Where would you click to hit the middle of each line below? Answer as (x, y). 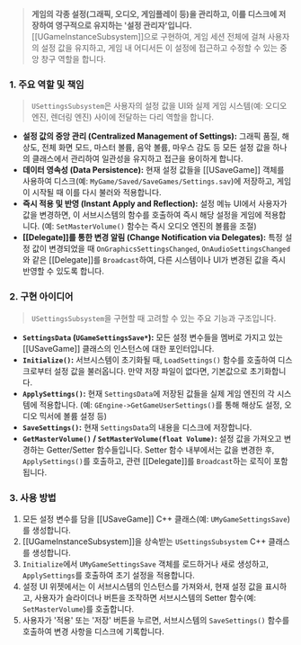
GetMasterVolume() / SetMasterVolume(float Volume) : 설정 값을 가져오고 (152, 438)
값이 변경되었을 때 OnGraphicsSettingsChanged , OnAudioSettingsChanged (161, 249)
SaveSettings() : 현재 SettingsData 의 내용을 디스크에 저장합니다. (137, 427)
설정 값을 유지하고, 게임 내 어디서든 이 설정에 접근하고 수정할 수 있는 (159, 48)
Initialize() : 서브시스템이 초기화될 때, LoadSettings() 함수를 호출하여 (149, 360)
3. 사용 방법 (33, 497)
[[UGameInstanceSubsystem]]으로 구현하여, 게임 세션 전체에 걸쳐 (149, 36)
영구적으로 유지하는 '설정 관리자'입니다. (124, 25)
